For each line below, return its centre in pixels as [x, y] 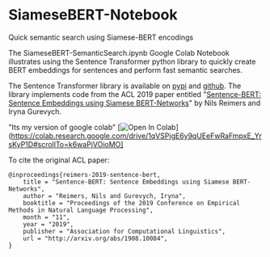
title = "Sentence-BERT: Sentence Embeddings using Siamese [126, 182]
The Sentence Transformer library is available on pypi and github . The [125, 86]
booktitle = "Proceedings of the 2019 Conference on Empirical [132, 203]
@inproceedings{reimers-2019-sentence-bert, [84, 175]
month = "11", [46, 217]
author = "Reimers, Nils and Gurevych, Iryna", [104, 196]
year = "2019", [49, 224]
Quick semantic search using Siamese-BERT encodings [101, 37]
